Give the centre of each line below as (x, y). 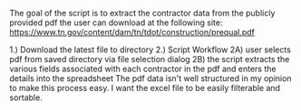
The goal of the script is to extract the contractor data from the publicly (142, 13)
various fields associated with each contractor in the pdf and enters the (143, 69)
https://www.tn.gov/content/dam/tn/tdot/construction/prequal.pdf (132, 32)
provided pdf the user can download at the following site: (116, 23)
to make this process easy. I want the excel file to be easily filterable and (145, 88)
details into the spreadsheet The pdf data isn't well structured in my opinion (150, 78)
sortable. (26, 97)
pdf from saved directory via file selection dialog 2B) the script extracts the (150, 59)
